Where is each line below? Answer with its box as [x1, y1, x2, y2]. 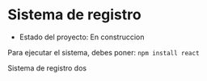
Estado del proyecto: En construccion [19, 32, 145, 42]
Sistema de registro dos [7, 63, 87, 73]
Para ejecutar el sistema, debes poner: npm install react [7, 47, 200, 57]
